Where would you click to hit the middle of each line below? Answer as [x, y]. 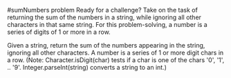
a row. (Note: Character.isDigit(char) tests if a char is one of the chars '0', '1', [116, 60]
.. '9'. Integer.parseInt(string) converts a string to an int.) [87, 67]
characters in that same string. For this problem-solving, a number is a [107, 25]
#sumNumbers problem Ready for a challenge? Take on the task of [103, 10]
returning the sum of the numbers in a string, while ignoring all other [104, 17]
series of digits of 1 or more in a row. [59, 32]
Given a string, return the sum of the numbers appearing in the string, [106, 45]
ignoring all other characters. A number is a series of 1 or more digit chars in [115, 52]
